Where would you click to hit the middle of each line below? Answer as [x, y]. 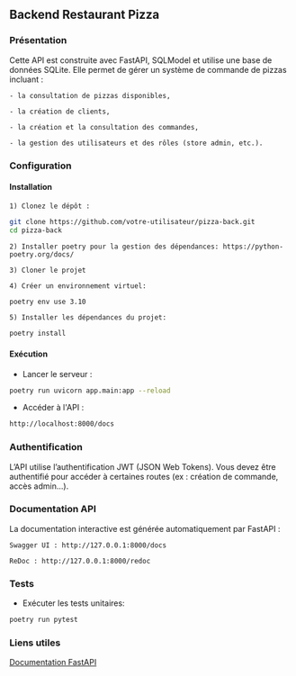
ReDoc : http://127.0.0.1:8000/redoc [80, 561]
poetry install [38, 333]
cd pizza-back [36, 230]
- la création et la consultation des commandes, [104, 127]
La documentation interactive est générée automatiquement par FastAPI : [145, 528]
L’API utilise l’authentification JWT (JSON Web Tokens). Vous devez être [143, 466]
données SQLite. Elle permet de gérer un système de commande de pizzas [148, 69]
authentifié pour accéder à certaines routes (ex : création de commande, [144, 476]
